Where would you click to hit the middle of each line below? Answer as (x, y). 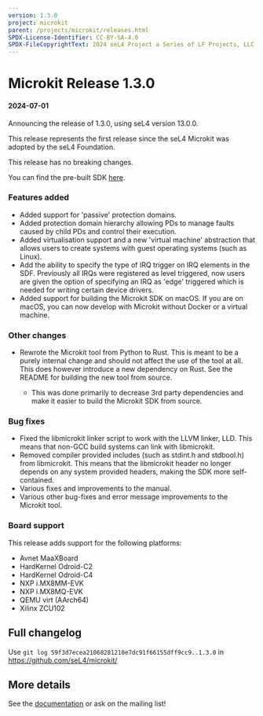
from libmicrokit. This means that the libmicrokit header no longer (125, 464)
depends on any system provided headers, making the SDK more (125, 472)
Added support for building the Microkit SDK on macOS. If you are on (131, 298)
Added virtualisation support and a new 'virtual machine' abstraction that (137, 240)
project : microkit (38, 23)
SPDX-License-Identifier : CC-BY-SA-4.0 (73, 37)
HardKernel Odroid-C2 (56, 566)
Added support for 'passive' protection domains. (98, 215)
